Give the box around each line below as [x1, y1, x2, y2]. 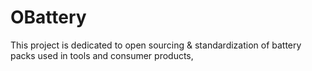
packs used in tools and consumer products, [10, 49, 194, 61]
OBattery [10, 6, 87, 29]
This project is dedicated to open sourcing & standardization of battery [10, 39, 302, 51]
